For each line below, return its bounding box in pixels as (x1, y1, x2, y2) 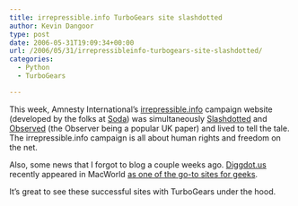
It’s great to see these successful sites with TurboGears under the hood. (9, 185, 276, 197)
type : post (9, 30, 50, 39)
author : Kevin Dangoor (9, 21, 94, 30)
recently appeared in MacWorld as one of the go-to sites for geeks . (9, 168, 259, 179)
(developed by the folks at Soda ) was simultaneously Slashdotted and (9, 113, 267, 124)
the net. (9, 142, 39, 152)
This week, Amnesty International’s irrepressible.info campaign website (9, 104, 273, 115)
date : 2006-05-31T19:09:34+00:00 (9, 38, 135, 47)
